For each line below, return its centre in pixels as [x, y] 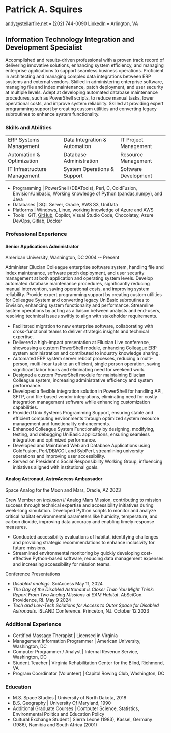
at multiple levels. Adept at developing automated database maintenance [82, 92]
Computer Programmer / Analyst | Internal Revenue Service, [76, 651]
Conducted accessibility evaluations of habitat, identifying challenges [85, 537]
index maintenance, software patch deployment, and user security [75, 273]
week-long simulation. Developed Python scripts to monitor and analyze [81, 511]
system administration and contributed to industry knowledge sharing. [86, 353]
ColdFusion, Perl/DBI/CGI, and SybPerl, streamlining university [78, 451]
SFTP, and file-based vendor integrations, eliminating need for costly [85, 397]
